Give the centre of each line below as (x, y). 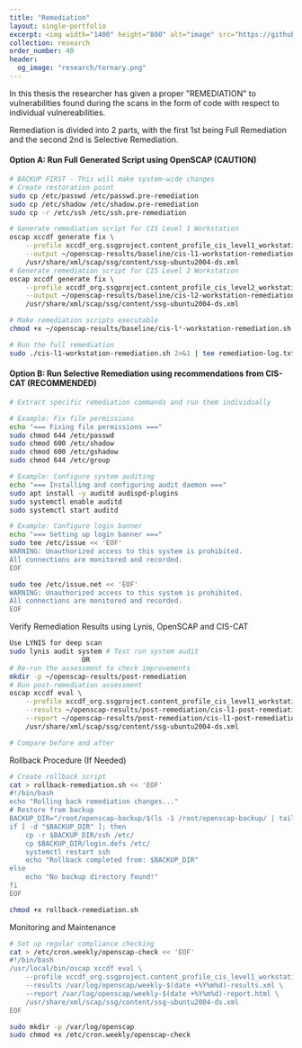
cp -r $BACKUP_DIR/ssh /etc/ (80, 835)
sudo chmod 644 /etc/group (60, 461)
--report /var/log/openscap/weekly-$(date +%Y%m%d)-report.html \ (152, 994)
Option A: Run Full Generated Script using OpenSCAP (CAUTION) (133, 160)
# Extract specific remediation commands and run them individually (140, 402)
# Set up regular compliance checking (82, 944)
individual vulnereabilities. (58, 112)
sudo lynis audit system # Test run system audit (104, 652)
